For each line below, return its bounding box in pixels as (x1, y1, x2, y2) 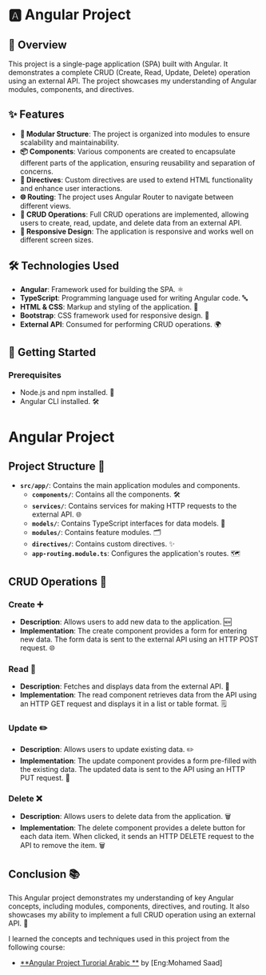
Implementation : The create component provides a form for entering (19, 626, 248, 635)
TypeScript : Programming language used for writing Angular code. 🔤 (19, 293, 248, 302)
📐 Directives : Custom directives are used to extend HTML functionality (19, 174, 253, 185)
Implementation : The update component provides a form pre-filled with (19, 756, 257, 765)
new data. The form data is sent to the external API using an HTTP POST (19, 634, 259, 644)
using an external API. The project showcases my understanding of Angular (8, 76, 257, 86)
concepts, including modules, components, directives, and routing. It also (8, 901, 250, 911)
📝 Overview (8, 38, 67, 51)
